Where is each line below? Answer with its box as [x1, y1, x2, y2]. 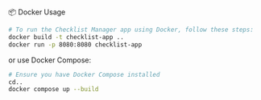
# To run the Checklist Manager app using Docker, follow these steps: [8, 26, 254, 34]
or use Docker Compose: [8, 55, 92, 65]
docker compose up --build [8, 86, 99, 94]
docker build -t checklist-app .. [8, 33, 125, 41]
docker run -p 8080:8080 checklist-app [8, 40, 143, 49]
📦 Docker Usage [8, 7, 66, 17]
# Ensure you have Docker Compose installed [8, 70, 160, 78]
